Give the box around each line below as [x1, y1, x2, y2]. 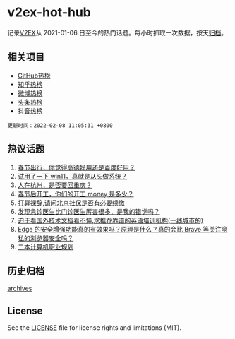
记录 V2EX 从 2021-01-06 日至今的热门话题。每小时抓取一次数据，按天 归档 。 [7, 28, 228, 37]
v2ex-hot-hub [7, 4, 92, 20]
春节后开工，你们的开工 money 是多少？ [17, 189, 134, 198]
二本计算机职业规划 [17, 242, 74, 251]
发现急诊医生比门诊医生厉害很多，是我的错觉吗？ [17, 207, 160, 215]
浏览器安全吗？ [30, 234, 74, 242]
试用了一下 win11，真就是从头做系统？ [17, 172, 128, 180]
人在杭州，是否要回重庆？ [17, 181, 92, 189]
